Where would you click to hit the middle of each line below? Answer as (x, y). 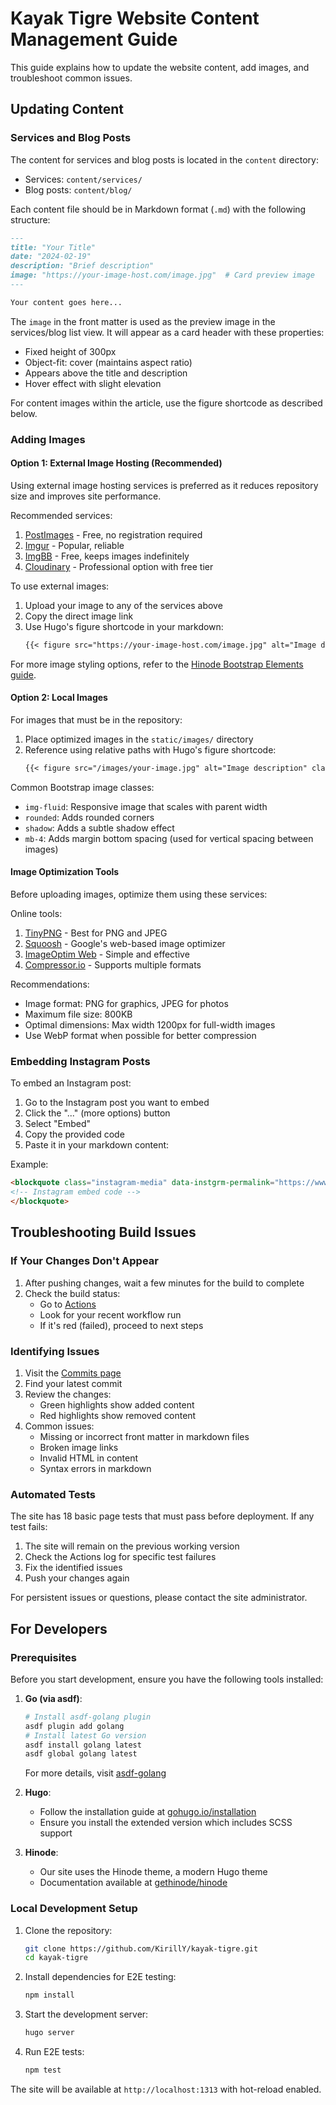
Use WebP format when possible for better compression (140, 1036)
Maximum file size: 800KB (78, 1014)
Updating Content (67, 109)
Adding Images (48, 439)
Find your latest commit (73, 1383)
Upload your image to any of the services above (123, 605)
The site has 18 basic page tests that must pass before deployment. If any (162, 1516)
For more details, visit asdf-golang (95, 1773)
